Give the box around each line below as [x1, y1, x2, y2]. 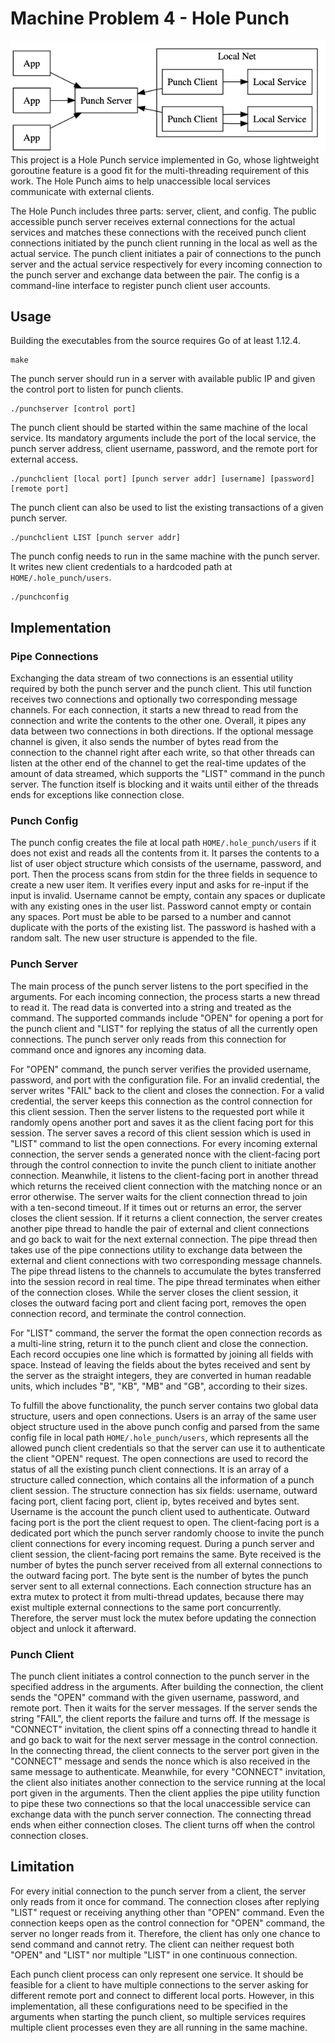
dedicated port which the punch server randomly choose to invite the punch [10, 1527, 325, 1539]
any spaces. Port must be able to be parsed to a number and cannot [10, 911, 292, 923]
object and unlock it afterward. [10, 1622, 137, 1634]
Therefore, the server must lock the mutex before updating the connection [10, 1612, 317, 1624]
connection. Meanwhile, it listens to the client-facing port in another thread [10, 1169, 319, 1181]
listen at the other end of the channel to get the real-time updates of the [10, 757, 307, 769]
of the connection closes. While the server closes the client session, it [10, 1286, 299, 1298]
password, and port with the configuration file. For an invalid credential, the [10, 1073, 320, 1086]
